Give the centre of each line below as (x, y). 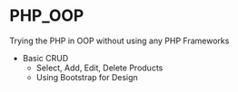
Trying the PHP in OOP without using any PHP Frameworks (119, 41)
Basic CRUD (45, 58)
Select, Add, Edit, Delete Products (99, 68)
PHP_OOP (47, 16)
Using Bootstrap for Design (87, 77)
